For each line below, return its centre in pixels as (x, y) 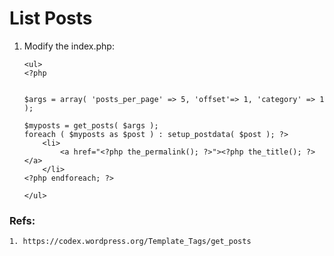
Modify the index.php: (69, 46)
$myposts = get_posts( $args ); (91, 125)
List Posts (51, 18)
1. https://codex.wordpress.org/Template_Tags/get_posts (130, 242)
